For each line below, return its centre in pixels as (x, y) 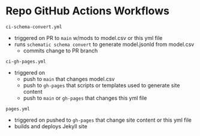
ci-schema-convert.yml (34, 27)
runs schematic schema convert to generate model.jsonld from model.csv (104, 44)
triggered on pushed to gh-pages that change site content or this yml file (103, 120)
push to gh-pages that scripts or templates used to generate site (101, 85)
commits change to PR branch (60, 50)
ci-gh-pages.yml (26, 61)
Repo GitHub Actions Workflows (88, 11)
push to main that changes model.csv (69, 79)
